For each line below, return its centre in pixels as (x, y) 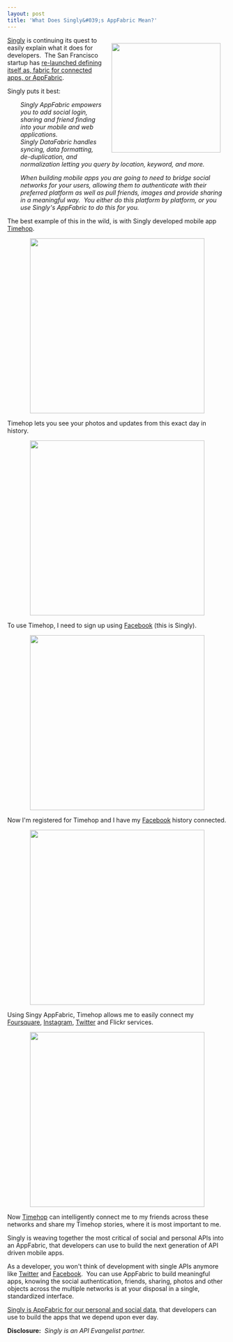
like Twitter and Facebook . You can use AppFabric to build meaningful (109, 1273)
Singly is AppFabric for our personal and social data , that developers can (112, 1309)
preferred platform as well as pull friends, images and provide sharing (121, 193)
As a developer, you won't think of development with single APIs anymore (113, 1266)
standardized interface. (41, 1296)
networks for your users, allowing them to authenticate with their (114, 185)
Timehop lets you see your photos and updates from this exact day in (107, 423)
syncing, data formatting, (57, 149)
